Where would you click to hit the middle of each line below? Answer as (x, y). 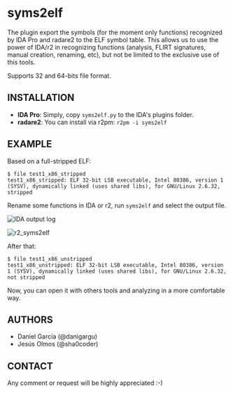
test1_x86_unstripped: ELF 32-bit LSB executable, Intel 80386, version (115, 265)
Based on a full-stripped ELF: (49, 161)
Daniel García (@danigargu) (57, 337)
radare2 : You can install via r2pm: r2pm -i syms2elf (92, 122)
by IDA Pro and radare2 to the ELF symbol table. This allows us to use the (113, 39)
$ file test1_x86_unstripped (50, 259)
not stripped (26, 277)
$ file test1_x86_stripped (47, 174)
